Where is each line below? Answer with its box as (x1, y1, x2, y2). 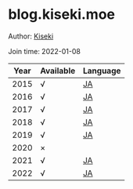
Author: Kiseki (8, 31, 54, 41)
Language (83, 65, 121, 76)
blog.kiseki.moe (8, 5, 116, 24)
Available (40, 65, 76, 76)
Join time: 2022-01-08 (8, 46, 81, 56)
